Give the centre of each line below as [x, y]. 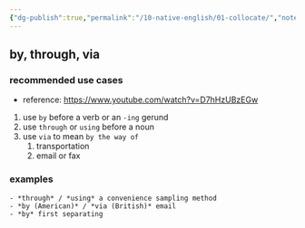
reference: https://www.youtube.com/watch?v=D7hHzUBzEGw [140, 100]
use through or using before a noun [89, 127]
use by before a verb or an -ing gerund [95, 118]
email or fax [58, 156]
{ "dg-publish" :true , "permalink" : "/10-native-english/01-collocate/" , [144, 18]
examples [31, 179]
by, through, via [54, 55]
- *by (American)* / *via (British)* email [93, 206]
